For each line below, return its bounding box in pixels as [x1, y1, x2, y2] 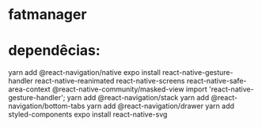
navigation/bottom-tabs [8, 101, 85, 111]
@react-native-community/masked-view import [51, 84, 207, 94]
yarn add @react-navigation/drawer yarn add [86, 101, 235, 111]
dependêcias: [8, 42, 101, 60]
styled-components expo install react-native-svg [8, 110, 168, 119]
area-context [8, 84, 51, 94]
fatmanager [8, 6, 87, 24]
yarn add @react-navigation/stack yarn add [66, 93, 210, 103]
